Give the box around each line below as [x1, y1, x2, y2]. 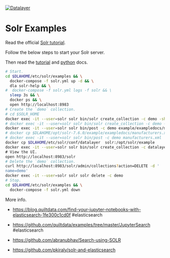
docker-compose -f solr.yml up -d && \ [10, 78, 94, 83]
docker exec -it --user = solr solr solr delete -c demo [5, 173, 123, 178]
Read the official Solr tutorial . [5, 39, 66, 45]
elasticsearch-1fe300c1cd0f [12, 212, 71, 218]
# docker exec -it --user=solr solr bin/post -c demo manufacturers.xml [5, 135, 162, 140]
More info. [5, 196, 27, 203]
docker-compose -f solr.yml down [10, 187, 80, 192]
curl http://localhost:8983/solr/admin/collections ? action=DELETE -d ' [5, 163, 159, 169]
